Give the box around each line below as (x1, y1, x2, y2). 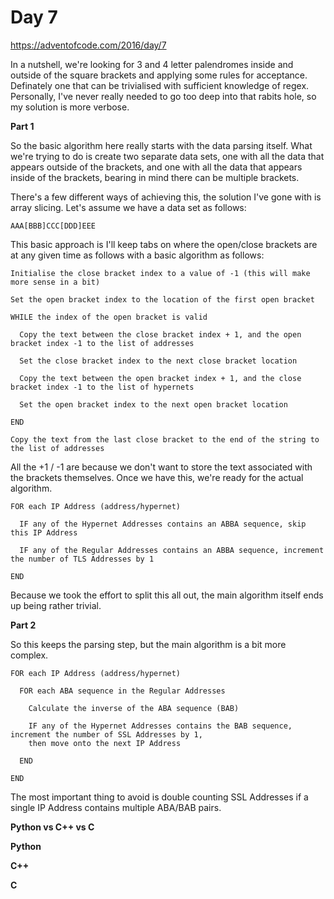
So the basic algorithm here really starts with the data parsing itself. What (10, 139, 313, 151)
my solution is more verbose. (10, 101, 130, 113)
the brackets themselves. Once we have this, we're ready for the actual (10, 471, 304, 483)
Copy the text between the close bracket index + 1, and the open (19, 329, 302, 340)
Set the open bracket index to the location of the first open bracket (10, 294, 315, 305)
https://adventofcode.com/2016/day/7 (10, 39, 167, 51)
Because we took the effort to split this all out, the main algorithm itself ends (10, 589, 324, 601)
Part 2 (10, 619, 37, 631)
